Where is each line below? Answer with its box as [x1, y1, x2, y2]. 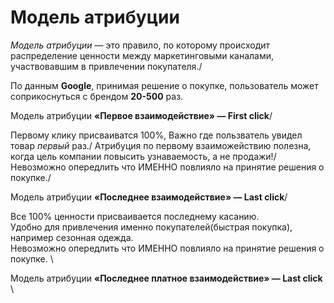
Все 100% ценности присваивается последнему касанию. [10, 210, 260, 222]
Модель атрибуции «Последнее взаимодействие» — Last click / [10, 191, 288, 203]
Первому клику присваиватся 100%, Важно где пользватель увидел [10, 129, 303, 141]
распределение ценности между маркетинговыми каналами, [10, 49, 275, 61]
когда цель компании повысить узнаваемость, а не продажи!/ [10, 150, 277, 162]
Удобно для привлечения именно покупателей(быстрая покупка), [10, 221, 293, 233]
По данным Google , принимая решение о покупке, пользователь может [10, 79, 319, 91]
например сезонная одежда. [10, 231, 134, 243]
